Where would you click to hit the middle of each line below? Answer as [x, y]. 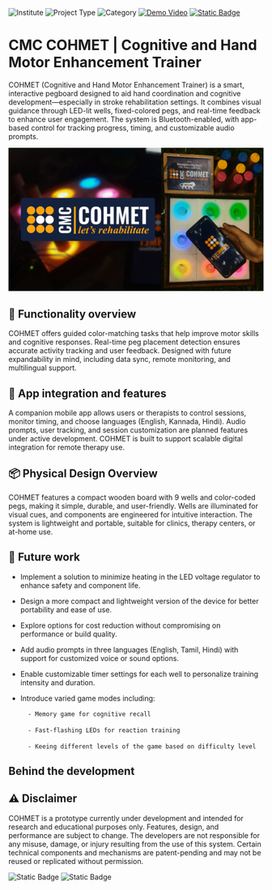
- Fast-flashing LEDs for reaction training [104, 730]
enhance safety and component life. [80, 585]
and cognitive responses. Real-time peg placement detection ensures [124, 342]
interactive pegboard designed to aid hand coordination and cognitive [125, 93]
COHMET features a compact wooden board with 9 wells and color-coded [132, 497]
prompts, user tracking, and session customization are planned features [128, 430]
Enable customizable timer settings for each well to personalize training [139, 674]
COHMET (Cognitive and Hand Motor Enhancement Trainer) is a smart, [126, 84]
